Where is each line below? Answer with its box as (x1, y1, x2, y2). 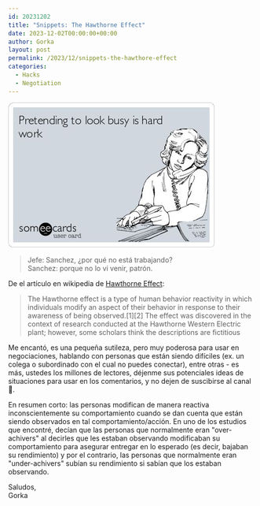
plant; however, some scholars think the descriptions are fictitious (27, 327, 241, 337)
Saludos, (8, 482, 37, 492)
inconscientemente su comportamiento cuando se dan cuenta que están (8, 408, 244, 418)
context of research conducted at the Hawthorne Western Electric (27, 319, 241, 329)
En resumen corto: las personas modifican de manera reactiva (8, 400, 210, 409)
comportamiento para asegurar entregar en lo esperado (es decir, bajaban (8, 441, 249, 451)
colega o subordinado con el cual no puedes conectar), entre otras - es (8, 359, 240, 369)
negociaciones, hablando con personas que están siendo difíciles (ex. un (8, 351, 245, 360)
